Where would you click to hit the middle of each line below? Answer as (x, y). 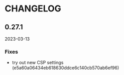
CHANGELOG (33, 9)
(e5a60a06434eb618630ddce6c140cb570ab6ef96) (66, 68)
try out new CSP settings (38, 63)
